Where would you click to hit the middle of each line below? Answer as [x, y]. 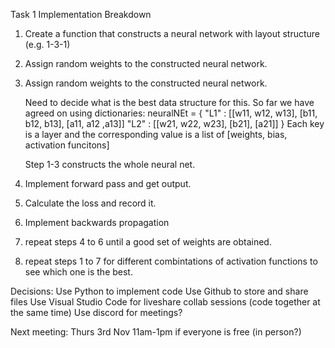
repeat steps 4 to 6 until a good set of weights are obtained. [148, 242]
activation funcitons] [67, 145]
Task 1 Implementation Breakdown [81, 14]
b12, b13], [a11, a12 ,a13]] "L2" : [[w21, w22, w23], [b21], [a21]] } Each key [174, 123]
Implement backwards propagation [97, 222]
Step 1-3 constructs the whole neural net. [110, 164]
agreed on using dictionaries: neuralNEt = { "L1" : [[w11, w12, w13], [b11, [171, 113]
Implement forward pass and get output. [108, 183]
